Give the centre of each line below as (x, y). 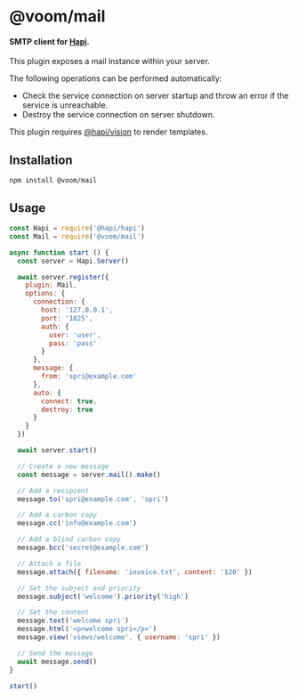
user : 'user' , (75, 335)
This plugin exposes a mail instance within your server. (110, 61)
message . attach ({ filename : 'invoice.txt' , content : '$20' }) (135, 572)
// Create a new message (63, 466)
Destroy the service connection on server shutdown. (118, 115)
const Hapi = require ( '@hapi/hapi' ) (77, 229)
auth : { (55, 327)
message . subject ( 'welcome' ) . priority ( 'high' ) (103, 597)
